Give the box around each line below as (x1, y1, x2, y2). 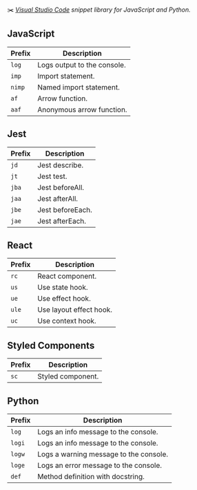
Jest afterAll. (37, 193, 78, 203)
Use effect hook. (37, 294, 91, 303)
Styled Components (7, 339, 95, 351)
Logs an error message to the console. (37, 460, 163, 470)
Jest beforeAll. (37, 182, 85, 192)
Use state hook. (37, 283, 88, 292)
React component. (37, 271, 97, 281)
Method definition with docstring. (37, 472, 145, 482)
